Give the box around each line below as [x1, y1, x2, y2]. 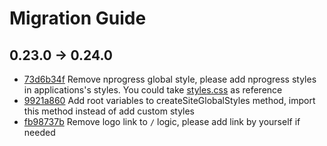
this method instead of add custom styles [23, 105, 196, 117]
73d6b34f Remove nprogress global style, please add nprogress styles [23, 73, 317, 85]
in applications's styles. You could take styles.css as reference [23, 84, 283, 96]
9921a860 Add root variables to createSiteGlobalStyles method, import [23, 95, 316, 106]
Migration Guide [9, 7, 147, 30]
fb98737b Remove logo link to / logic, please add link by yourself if [23, 116, 301, 127]
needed [23, 127, 56, 138]
